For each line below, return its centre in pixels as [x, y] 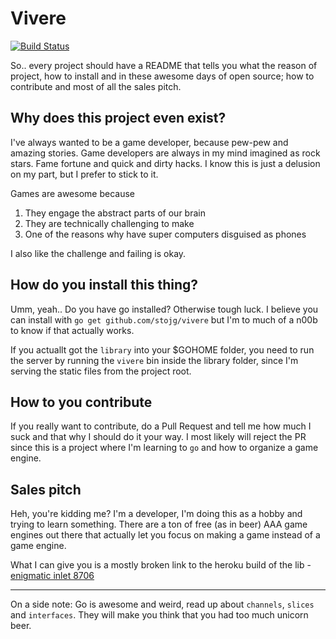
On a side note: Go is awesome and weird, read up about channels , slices [162, 604]
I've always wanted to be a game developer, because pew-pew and [149, 142]
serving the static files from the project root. [101, 371]
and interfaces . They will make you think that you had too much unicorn [159, 615]
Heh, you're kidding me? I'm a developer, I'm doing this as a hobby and [156, 514]
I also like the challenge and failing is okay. [98, 253]
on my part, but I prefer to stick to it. [84, 174]
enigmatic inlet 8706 [52, 576]
